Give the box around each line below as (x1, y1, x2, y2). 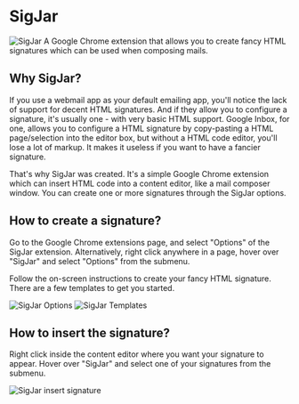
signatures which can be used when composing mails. (9, 44, 209, 55)
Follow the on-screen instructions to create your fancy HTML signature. (9, 273, 271, 284)
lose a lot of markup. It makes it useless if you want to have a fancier (9, 141, 261, 152)
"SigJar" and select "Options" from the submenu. (9, 255, 190, 266)
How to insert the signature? (9, 325, 171, 340)
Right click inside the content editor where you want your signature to (9, 349, 264, 360)
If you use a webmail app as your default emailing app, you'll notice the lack (9, 94, 287, 105)
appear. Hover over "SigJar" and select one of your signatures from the (9, 359, 271, 369)
